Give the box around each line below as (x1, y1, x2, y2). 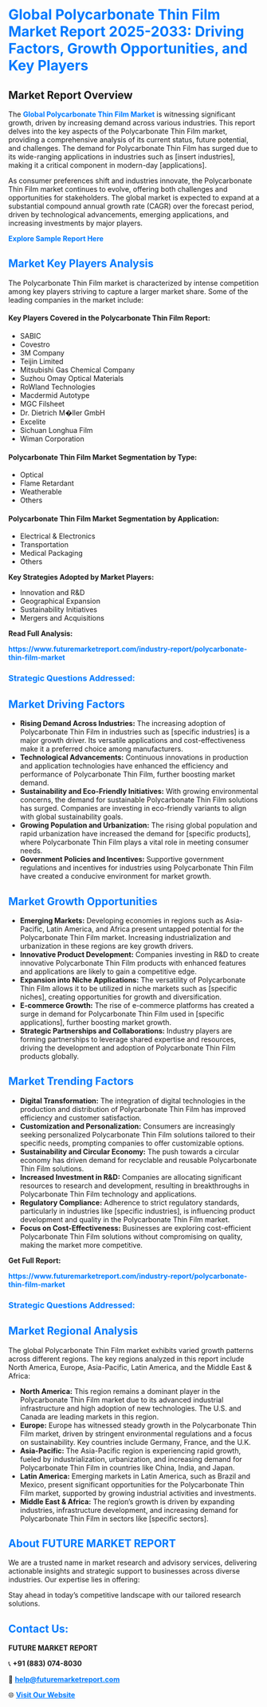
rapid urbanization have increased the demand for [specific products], (19, 829, 251, 839)
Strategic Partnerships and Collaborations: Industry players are (19, 1026, 233, 1035)
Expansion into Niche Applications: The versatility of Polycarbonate (19, 975, 245, 984)
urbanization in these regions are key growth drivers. (19, 941, 194, 951)
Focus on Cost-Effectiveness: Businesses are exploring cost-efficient (19, 1223, 251, 1233)
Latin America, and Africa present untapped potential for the (46, 924, 245, 934)
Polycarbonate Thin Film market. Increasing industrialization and (19, 932, 231, 942)
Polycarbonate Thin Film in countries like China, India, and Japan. (19, 1463, 235, 1472)
